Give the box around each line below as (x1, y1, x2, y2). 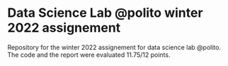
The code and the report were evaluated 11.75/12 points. (7, 51, 171, 59)
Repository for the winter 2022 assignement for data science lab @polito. (7, 43, 222, 51)
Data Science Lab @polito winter (7, 5, 203, 21)
